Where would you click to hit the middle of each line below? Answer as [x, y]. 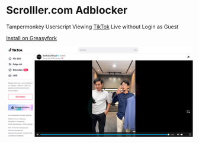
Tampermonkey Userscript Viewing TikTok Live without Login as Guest [92, 27]
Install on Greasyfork [32, 38]
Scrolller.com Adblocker [67, 10]
